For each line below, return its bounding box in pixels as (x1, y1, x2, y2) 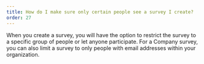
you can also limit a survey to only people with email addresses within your (6, 44, 196, 52)
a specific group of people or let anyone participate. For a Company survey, (6, 38, 198, 45)
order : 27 (6, 15, 32, 21)
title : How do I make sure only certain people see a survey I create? (6, 9, 194, 15)
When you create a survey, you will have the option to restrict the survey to (6, 31, 197, 38)
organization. (6, 51, 40, 58)
